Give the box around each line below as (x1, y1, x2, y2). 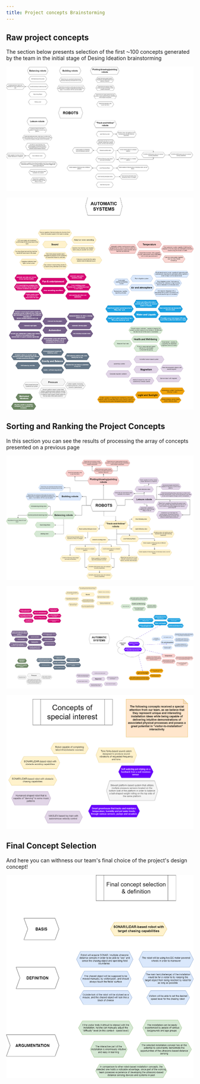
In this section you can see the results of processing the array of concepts (6, 437, 189, 445)
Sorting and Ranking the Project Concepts (6, 421, 165, 431)
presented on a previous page (6, 443, 80, 451)
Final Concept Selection (6, 841, 97, 851)
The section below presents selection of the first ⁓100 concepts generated (6, 48, 190, 56)
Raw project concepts (6, 33, 89, 43)
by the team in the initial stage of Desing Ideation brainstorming (6, 54, 162, 62)
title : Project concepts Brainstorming (6, 10, 105, 16)
